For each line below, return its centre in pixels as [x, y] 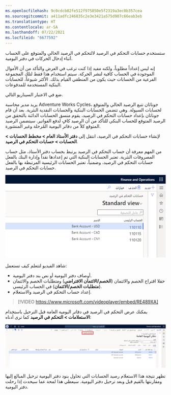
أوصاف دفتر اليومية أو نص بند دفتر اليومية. [52, 276]
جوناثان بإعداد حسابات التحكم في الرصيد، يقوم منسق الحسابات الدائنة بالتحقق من [82, 115]
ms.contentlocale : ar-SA [32, 27]
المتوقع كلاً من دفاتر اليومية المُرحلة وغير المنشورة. [53, 126]
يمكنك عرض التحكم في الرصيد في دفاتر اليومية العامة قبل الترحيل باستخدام [76, 312]
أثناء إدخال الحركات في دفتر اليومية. [39, 58]
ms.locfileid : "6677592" [32, 38]
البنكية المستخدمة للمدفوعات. [34, 85]
